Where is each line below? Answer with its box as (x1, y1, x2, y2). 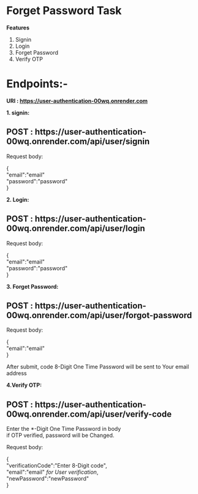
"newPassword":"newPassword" (6, 475, 89, 482)
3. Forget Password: (6, 283, 59, 290)
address (6, 370, 27, 377)
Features (6, 24, 29, 31)
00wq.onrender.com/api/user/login (6, 223, 145, 234)
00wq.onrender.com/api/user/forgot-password (6, 310, 192, 321)
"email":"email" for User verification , (6, 468, 99, 476)
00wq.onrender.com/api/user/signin (6, 136, 150, 147)
